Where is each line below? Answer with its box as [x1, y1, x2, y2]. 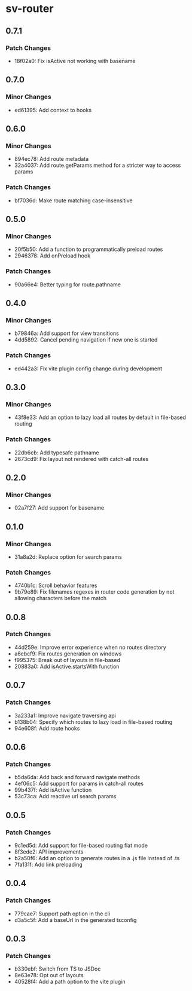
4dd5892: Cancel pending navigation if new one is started [14, 336, 158, 343]
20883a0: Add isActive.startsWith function [14, 663, 120, 670]
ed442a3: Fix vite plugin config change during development [14, 365, 163, 372]
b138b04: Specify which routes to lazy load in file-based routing [14, 718, 173, 725]
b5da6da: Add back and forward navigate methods [14, 774, 141, 781]
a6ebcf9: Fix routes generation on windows [14, 650, 122, 657]
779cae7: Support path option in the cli [14, 910, 111, 917]
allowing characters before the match [14, 595, 107, 602]
